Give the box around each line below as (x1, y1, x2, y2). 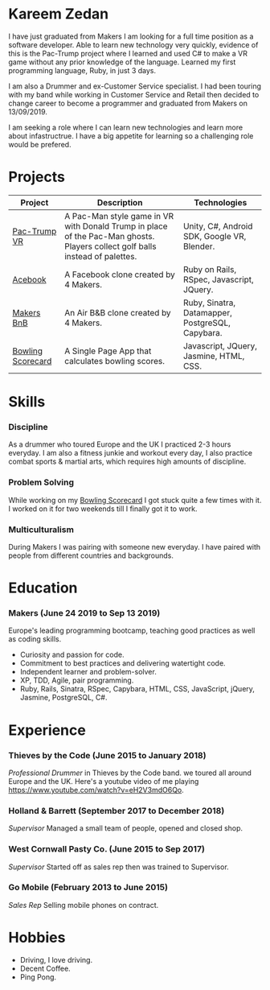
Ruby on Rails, (183, 263, 237, 274)
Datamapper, (183, 307, 233, 318)
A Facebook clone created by (63, 269, 175, 280)
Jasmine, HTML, (183, 350, 245, 361)
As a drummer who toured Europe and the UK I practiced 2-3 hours (8, 439, 231, 449)
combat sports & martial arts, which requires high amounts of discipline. (8, 456, 247, 467)
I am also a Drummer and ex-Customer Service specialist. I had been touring (8, 81, 262, 91)
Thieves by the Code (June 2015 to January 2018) (8, 749, 207, 761)
